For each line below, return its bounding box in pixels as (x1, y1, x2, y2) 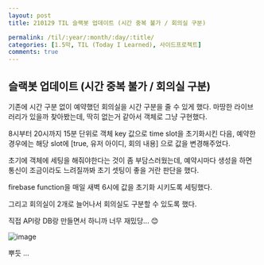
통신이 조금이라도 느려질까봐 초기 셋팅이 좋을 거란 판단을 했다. (8, 165, 200, 175)
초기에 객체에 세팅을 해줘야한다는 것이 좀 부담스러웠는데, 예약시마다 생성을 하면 (8, 156, 253, 165)
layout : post (8, 11, 52, 20)
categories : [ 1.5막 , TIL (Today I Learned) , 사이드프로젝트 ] (8, 40, 202, 48)
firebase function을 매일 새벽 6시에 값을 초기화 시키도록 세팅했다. (8, 182, 213, 191)
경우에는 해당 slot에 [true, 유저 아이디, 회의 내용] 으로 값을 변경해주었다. (8, 138, 231, 148)
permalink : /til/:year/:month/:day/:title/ (8, 33, 155, 41)
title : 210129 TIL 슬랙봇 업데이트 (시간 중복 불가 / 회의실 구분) (8, 19, 207, 27)
